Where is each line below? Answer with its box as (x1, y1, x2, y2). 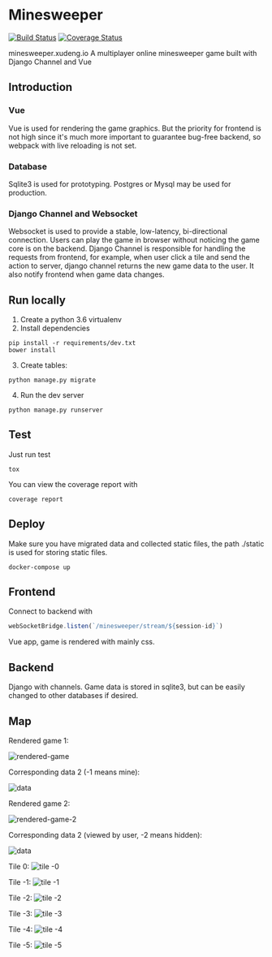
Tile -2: (8, 893, 32, 903)
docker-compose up (8, 563, 71, 571)
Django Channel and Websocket (8, 208, 138, 219)
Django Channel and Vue (8, 57, 92, 67)
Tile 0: (8, 861, 30, 871)
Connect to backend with (8, 606, 93, 616)
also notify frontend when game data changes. (8, 269, 165, 279)
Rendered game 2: (8, 798, 71, 808)
